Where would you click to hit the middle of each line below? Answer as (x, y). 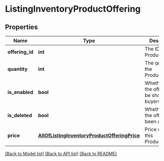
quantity (18, 69)
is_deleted (20, 115)
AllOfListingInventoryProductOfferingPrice (89, 135)
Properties (21, 27)
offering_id (20, 52)
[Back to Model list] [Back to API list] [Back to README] (61, 154)
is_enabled (20, 92)
